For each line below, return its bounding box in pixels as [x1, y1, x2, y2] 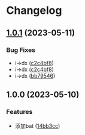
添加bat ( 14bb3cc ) [14, 122, 60, 130]
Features [6, 108, 33, 116]
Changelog [6, 4, 62, 17]
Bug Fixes [6, 46, 36, 54]
